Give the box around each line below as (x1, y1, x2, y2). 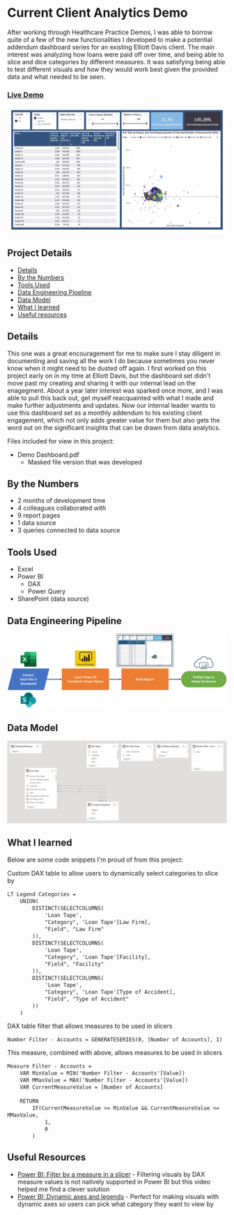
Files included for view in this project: (7, 436, 115, 445)
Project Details (7, 247, 72, 259)
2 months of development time (17, 496, 106, 505)
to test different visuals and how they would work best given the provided (7, 65, 218, 73)
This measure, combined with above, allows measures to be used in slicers (7, 1048, 223, 1056)
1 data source (17, 519, 56, 527)
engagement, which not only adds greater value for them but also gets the (7, 415, 221, 424)
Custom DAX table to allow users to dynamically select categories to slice (7, 869, 218, 877)
